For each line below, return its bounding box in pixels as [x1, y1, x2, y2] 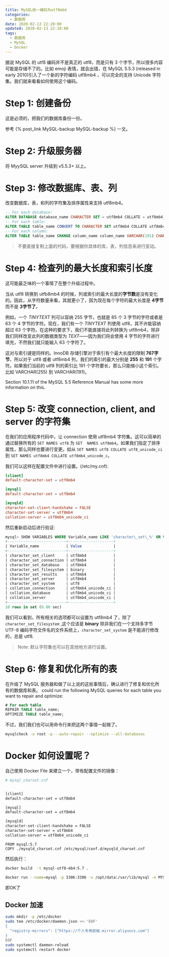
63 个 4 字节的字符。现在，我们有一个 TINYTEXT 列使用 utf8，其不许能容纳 [5, 320, 161, 326]
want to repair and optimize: [5, 692, 64, 699]
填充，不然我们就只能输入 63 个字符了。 [5, 339, 89, 345]
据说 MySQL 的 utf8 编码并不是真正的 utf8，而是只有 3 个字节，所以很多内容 [5, 59, 163, 65]
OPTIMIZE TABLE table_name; [5, 712, 64, 717]
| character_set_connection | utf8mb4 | [5, 558, 116, 563]
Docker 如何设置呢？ [5, 750, 92, 762]
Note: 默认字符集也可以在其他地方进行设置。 [17, 644, 110, 650]
